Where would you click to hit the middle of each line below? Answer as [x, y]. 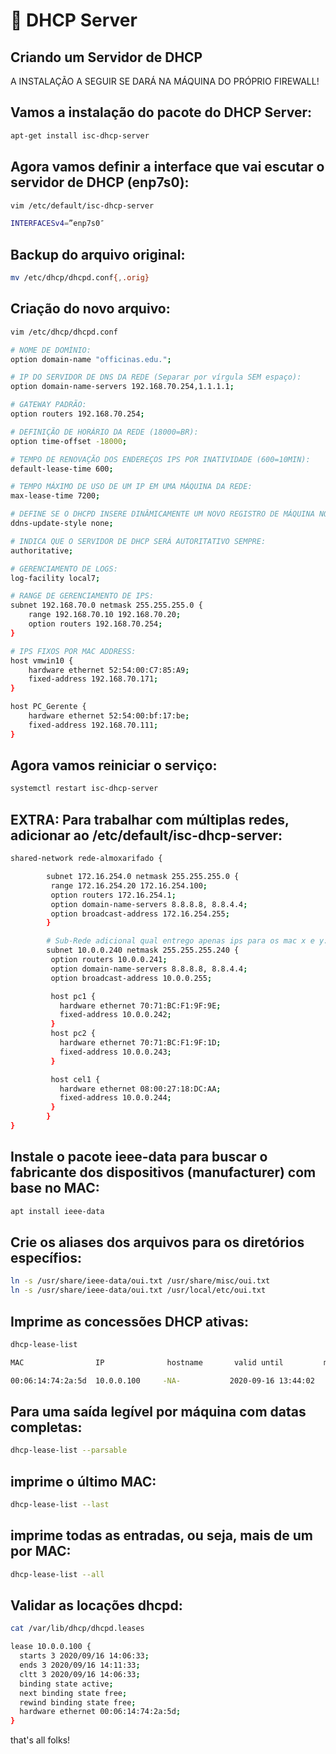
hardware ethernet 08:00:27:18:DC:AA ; [140, 1089]
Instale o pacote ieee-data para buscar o [139, 1157]
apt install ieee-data [57, 1211]
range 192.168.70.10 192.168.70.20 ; [105, 615]
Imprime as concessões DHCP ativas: [129, 1321]
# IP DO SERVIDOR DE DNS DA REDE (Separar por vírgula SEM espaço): [156, 377]
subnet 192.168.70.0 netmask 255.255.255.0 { [106, 605]
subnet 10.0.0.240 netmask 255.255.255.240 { [143, 950]
